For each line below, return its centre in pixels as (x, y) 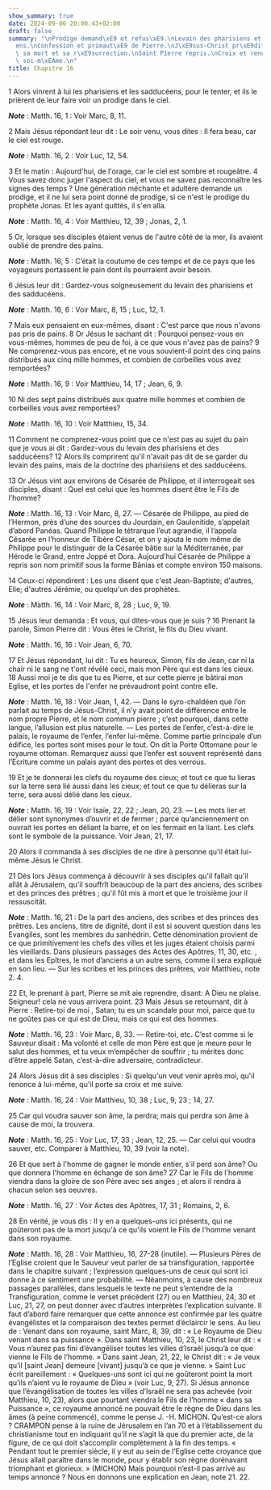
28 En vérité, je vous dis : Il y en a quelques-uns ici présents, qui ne (121, 1221)
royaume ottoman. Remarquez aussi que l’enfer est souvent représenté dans (135, 753)
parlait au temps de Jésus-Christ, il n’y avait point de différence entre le (127, 710)
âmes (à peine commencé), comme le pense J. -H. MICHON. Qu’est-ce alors (135, 1417)
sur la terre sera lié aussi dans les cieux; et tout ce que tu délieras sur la (128, 786)
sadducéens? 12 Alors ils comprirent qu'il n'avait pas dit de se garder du (128, 456)
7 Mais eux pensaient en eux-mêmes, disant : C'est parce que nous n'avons (134, 325)
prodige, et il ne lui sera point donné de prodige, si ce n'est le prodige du (129, 197)
